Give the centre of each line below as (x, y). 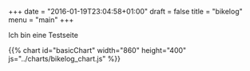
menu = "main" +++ (41, 20)
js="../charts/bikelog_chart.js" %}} (65, 59)
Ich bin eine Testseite (43, 35)
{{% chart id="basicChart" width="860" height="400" (97, 50)
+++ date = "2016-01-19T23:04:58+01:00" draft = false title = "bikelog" (126, 11)
